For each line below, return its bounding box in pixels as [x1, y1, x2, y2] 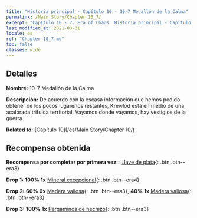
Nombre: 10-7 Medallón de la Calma [6, 84, 94, 91]
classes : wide [6, 47, 41, 53]
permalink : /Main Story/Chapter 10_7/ [6, 14, 101, 20]
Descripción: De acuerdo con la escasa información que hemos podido [6, 95, 180, 103]
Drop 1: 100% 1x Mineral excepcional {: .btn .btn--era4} [6, 176, 140, 183]
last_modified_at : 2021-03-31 [6, 25, 81, 31]
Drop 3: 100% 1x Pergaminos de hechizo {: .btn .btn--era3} [6, 206, 149, 213]
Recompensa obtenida [6, 143, 91, 153]
